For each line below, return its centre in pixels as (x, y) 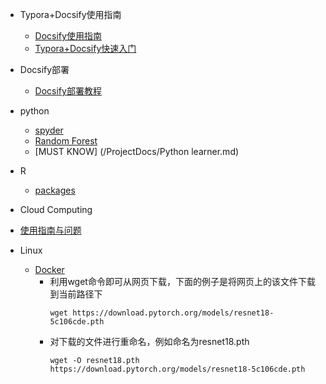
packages (55, 190)
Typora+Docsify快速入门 (85, 48)
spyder (49, 130)
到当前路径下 (76, 294)
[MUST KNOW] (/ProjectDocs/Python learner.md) (137, 151)
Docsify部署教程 (68, 91)
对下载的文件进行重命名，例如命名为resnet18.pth (149, 341)
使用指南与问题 (50, 230)
